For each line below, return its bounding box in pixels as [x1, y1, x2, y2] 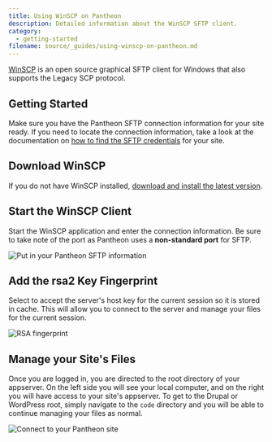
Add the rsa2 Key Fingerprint [8, 274, 158, 287]
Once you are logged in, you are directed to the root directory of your [8, 374, 240, 383]
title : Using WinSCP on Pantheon [8, 11, 122, 20]
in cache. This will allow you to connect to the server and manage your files [8, 304, 261, 314]
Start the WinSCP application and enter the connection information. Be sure [8, 225, 261, 236]
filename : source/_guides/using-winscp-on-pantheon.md [8, 42, 198, 50]
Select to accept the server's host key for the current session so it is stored [8, 295, 261, 305]
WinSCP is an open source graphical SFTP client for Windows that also [8, 64, 246, 74]
